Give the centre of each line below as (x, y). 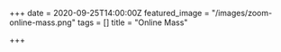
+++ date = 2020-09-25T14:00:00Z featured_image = (109, 13)
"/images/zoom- (242, 13)
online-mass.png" (43, 22)
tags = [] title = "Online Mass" (133, 22)
